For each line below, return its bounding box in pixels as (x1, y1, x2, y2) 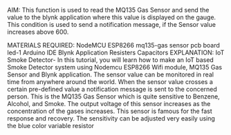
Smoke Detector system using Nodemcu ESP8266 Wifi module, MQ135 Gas (7, 63, 223, 71)
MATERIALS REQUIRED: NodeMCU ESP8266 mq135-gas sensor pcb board (7, 41, 220, 49)
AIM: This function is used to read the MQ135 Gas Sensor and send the (7, 6, 210, 14)
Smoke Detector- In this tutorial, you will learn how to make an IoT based (7, 56, 214, 64)
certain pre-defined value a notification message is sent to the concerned (7, 85, 218, 93)
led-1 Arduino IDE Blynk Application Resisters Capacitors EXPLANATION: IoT (7, 48, 225, 56)
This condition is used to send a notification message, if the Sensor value (7, 21, 216, 28)
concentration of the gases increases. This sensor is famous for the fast (7, 107, 212, 115)
